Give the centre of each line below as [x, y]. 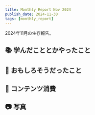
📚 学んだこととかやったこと [48, 50]
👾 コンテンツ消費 [31, 89]
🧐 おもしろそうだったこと [43, 71]
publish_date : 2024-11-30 [31, 14]
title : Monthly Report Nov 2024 [38, 10]
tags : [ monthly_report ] [29, 19]
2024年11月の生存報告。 [29, 33]
